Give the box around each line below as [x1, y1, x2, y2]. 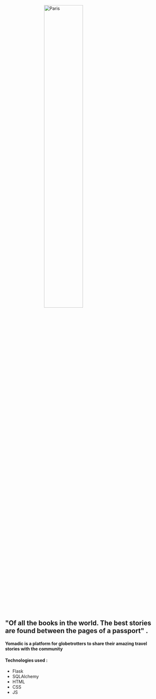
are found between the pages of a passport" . [5, 627, 148, 635]
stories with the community [5, 645, 63, 652]
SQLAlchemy [12, 674, 39, 680]
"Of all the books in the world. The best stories [5, 619, 152, 628]
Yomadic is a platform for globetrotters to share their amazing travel [5, 640, 147, 646]
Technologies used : [5, 657, 48, 663]
